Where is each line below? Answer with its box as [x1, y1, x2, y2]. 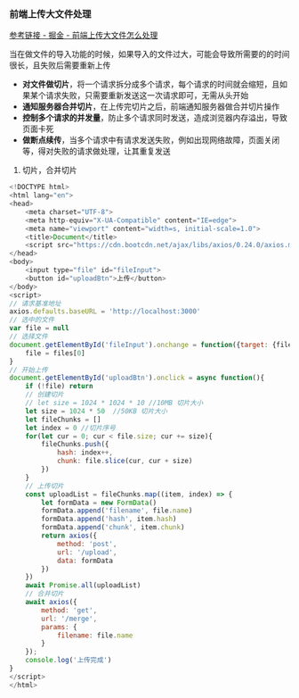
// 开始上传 [9, 365, 49, 374]
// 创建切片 [25, 390, 64, 399]
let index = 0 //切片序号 [25, 423, 116, 432]
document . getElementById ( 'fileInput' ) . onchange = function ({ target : [9, 340, 269, 349]
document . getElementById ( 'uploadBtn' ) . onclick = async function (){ [9, 373, 265, 383]
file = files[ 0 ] [25, 348, 86, 358]
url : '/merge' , [41, 614, 98, 623]
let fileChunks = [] [25, 415, 101, 424]
